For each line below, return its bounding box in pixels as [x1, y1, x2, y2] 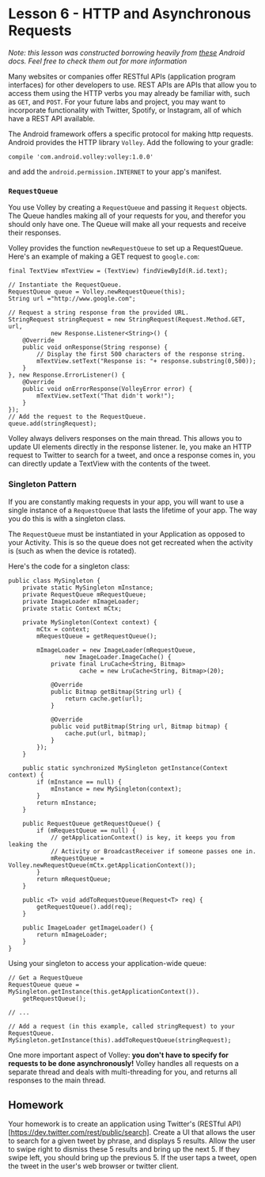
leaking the [8, 840, 47, 849]
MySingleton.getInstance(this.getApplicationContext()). [8, 987, 200, 995]
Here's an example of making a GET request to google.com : [8, 251, 200, 262]
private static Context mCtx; [22, 604, 123, 612]
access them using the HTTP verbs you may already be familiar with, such [8, 88, 251, 98]
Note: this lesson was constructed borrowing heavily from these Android [8, 48, 245, 57]
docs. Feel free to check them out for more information [8, 56, 187, 66]
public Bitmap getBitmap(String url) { [50, 688, 182, 696]
